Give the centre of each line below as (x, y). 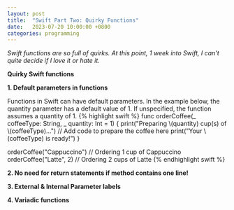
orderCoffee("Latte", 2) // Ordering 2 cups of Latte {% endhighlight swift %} (116, 160)
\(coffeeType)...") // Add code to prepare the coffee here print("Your (105, 131)
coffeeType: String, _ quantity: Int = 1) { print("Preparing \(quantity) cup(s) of (117, 124)
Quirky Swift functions (41, 74)
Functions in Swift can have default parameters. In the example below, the (114, 101)
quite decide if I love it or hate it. (53, 61)
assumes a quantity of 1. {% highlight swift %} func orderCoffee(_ (102, 116)
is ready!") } (63, 139)
